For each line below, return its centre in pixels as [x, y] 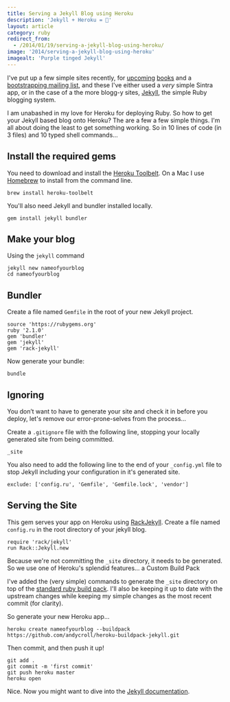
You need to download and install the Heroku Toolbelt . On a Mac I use [106, 173]
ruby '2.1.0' [26, 330]
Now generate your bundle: [46, 361]
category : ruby [29, 33]
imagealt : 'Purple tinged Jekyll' [57, 58]
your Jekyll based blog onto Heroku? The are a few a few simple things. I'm [114, 120]
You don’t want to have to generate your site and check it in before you [107, 411]
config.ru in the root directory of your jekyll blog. [77, 529]
